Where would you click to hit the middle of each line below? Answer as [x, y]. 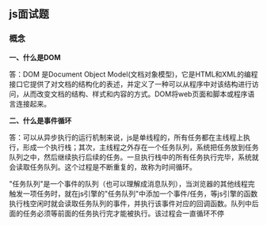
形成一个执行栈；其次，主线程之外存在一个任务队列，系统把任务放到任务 [141, 147]
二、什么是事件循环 [40, 120]
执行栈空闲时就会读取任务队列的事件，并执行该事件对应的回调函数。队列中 [130, 203]
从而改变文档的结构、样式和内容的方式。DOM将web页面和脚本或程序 [135, 94]
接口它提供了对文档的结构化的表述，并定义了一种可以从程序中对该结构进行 [130, 84]
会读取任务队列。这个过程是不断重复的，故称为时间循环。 [103, 167]
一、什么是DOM [35, 57]
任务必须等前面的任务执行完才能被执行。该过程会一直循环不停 [123, 213]
